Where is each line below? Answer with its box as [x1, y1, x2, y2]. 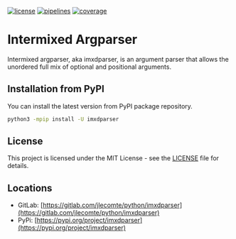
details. [7, 162, 29, 170]
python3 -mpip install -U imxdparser [7, 116, 119, 123]
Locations [7, 182, 53, 194]
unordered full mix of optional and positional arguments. [7, 62, 172, 71]
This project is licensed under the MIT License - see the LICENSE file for [7, 154, 219, 162]
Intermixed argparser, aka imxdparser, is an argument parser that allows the [7, 55, 229, 63]
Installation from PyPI [7, 83, 104, 95]
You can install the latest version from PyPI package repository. [7, 101, 193, 110]
